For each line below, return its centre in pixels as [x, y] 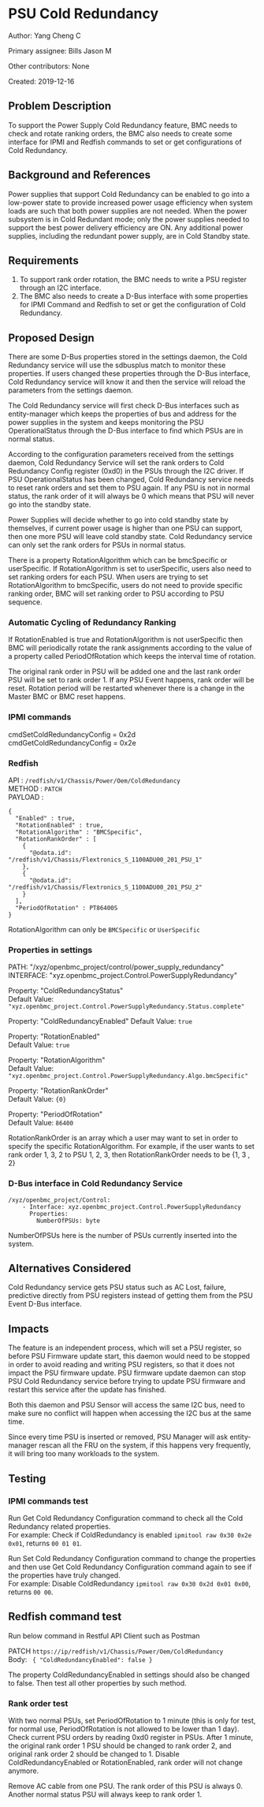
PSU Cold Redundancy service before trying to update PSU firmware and [127, 1381]
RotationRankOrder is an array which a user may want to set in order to [123, 1138]
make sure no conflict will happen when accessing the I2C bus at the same [130, 1413]
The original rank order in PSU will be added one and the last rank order [125, 671]
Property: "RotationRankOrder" [58, 1091]
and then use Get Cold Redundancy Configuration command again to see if [130, 1567]
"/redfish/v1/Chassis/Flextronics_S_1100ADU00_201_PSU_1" [105, 860]
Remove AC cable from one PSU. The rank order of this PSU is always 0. [125, 1787]
